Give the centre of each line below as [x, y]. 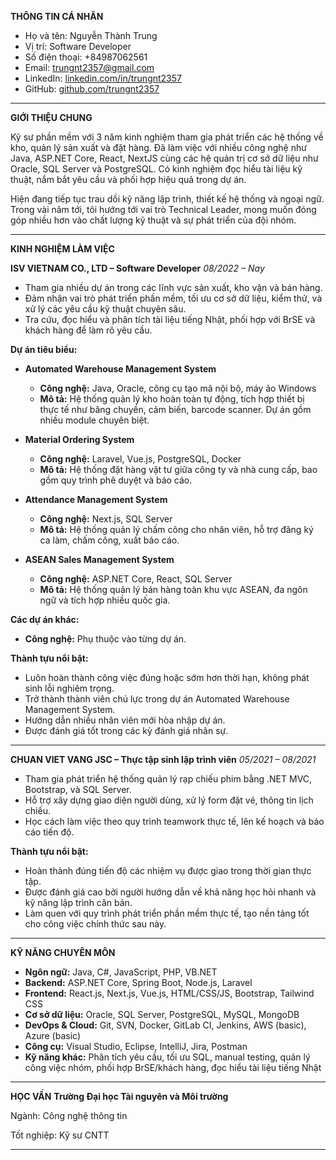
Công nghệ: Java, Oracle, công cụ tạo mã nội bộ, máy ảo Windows [178, 388]
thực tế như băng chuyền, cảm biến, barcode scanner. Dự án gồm [175, 409]
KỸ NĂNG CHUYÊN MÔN [63, 952]
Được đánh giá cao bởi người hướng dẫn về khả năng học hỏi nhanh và [170, 892]
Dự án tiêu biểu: [44, 349]
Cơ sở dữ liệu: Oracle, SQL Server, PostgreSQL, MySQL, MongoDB [162, 1014]
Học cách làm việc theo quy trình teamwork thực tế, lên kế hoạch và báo [174, 821]
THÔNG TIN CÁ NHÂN [57, 16]
